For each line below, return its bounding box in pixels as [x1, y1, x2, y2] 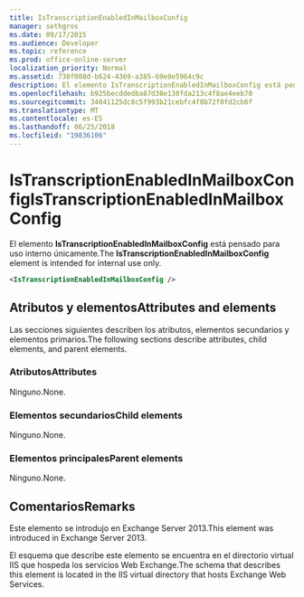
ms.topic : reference [9, 47, 88, 56]
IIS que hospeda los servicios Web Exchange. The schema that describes [9, 560, 280, 571]
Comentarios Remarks [9, 498, 136, 514]
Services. [9, 579, 45, 590]
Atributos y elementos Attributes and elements [9, 300, 277, 316]
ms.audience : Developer [9, 38, 100, 48]
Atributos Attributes [9, 365, 98, 378]
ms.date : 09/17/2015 [9, 30, 88, 39]
